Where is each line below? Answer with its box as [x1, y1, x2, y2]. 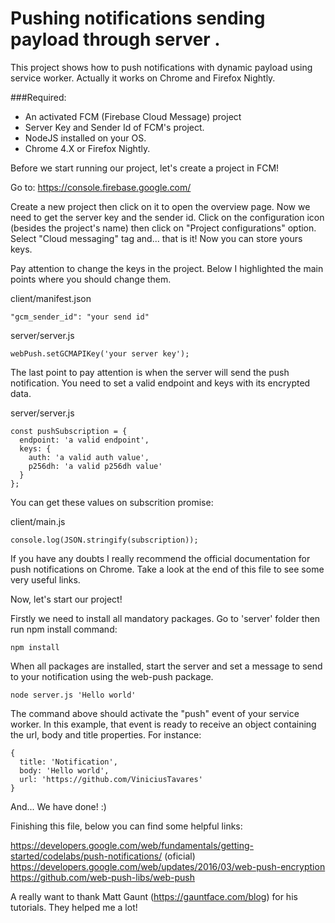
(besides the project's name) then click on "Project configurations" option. [10, 222, 317, 234]
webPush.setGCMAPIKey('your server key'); [10, 348, 190, 359]
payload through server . [10, 28, 221, 51]
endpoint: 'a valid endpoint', [19, 435, 150, 445]
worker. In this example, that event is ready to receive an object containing [10, 718, 317, 730]
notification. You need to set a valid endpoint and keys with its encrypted [10, 377, 311, 389]
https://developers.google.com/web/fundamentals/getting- [10, 839, 254, 851]
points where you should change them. [10, 273, 172, 285]
